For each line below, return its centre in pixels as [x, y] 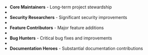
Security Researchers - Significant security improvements [68, 17]
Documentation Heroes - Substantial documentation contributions [76, 48]
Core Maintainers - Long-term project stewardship [61, 7]
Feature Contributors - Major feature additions [57, 28]
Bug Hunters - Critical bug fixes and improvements [61, 38]
